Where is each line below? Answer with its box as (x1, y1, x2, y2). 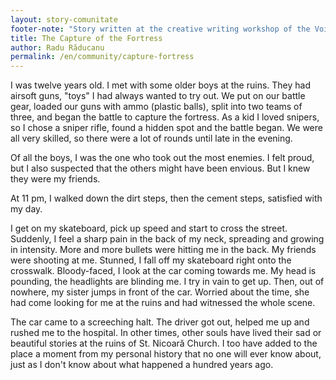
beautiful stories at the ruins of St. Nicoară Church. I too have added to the (10, 337, 318, 350)
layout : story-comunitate (10, 14, 118, 25)
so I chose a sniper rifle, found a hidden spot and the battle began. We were (10, 122, 323, 134)
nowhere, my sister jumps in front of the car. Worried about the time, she (10, 286, 310, 298)
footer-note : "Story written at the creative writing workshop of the (10, 24, 311, 34)
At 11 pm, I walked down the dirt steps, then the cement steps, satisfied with (10, 192, 323, 205)
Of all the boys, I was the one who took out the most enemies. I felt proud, (10, 152, 315, 164)
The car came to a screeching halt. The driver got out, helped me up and (10, 316, 310, 328)
